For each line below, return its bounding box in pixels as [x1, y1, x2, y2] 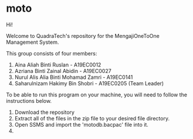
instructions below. [6, 97, 52, 104]
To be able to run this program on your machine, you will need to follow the [6, 91, 188, 98]
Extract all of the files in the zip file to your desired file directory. [14, 114, 170, 121]
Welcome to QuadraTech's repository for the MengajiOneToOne [6, 32, 160, 39]
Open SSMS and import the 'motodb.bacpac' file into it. [14, 121, 148, 128]
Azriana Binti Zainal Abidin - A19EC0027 [14, 67, 111, 74]
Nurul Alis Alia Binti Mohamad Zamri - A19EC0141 [14, 74, 133, 81]
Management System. [6, 39, 59, 46]
